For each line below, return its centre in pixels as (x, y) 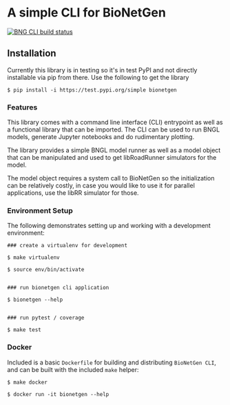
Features (22, 107)
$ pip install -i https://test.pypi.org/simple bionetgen (92, 90)
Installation (32, 53)
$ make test (24, 330)
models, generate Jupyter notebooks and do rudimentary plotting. (101, 137)
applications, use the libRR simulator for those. (73, 193)
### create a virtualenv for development (67, 246)
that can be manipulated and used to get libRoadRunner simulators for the (112, 158)
